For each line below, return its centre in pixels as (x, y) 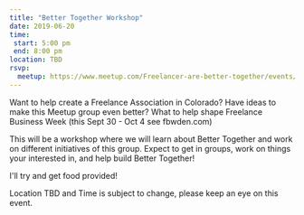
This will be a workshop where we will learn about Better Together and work (151, 139)
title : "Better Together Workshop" (76, 18)
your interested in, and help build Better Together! (102, 158)
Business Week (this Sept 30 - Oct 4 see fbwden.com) (111, 121)
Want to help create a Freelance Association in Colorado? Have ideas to (143, 102)
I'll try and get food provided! (63, 175)
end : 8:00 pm (38, 51)
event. (21, 202)
